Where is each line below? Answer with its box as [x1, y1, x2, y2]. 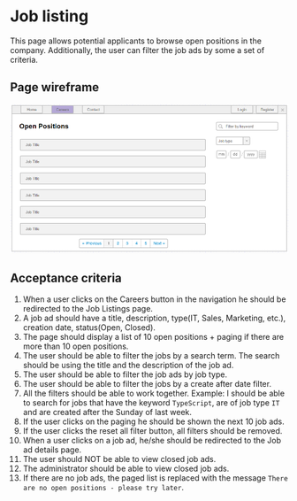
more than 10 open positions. [22, 341, 129, 351]
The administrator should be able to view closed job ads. [22, 463, 230, 474]
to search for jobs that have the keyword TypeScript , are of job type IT [22, 397, 280, 408]
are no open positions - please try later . [22, 482, 185, 493]
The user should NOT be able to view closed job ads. [22, 454, 217, 465]
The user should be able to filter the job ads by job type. [22, 369, 228, 380]
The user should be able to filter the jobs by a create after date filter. [22, 379, 272, 389]
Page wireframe [10, 80, 100, 95]
